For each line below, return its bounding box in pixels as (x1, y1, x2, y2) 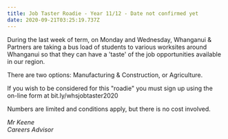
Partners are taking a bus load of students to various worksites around (7, 43, 207, 51)
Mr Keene (7, 118, 35, 126)
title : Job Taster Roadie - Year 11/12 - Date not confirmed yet (7, 10, 198, 17)
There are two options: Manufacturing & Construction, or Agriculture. (7, 70, 203, 79)
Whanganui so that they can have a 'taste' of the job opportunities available (7, 50, 222, 58)
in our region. (7, 57, 45, 65)
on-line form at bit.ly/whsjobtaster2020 (7, 91, 118, 100)
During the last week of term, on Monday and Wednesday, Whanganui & (7, 35, 212, 43)
